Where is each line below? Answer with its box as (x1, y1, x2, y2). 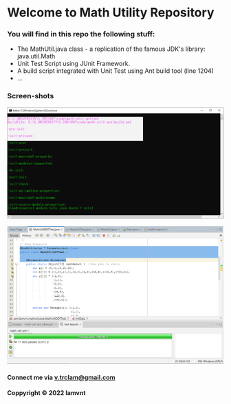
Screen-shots (7, 91, 54, 101)
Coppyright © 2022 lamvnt (7, 389, 86, 397)
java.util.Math (16, 52, 56, 60)
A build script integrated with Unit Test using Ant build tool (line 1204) (16, 67, 214, 75)
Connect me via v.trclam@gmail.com (7, 373, 115, 381)
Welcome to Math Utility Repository (7, 5, 214, 21)
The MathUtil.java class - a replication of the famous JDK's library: (16, 45, 206, 53)
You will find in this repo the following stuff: (7, 30, 155, 39)
